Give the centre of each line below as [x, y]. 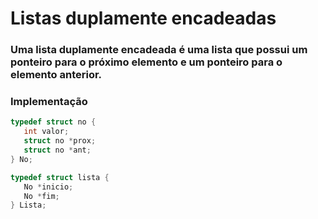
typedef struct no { [53, 122]
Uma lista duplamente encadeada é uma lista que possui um [159, 50]
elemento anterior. [56, 75]
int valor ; [46, 132]
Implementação [49, 102]
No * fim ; [41, 196]
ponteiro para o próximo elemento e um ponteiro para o [146, 62]
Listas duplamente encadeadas [143, 18]
